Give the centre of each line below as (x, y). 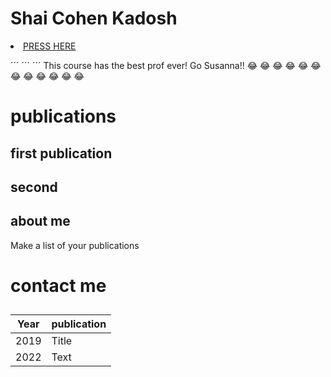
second (34, 187)
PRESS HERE (50, 46)
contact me (58, 285)
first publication (61, 153)
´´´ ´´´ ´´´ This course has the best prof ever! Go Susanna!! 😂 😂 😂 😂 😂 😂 (166, 65)
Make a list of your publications (75, 245)
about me (40, 221)
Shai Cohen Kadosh (94, 18)
